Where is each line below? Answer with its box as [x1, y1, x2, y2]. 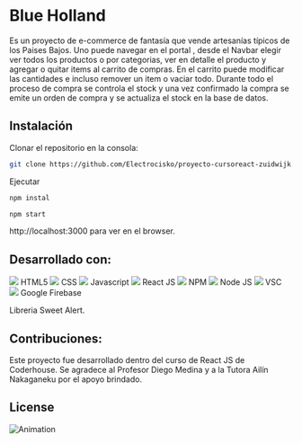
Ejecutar [9, 176, 40, 187]
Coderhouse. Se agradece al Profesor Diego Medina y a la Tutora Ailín [9, 365, 269, 375]
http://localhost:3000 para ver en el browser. [9, 226, 175, 236]
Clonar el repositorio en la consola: [9, 142, 139, 153]
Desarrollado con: [9, 252, 112, 267]
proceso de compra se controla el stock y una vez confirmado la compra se [9, 83, 289, 93]
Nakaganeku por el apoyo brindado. [9, 374, 142, 385]
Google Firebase [20, 288, 83, 298]
